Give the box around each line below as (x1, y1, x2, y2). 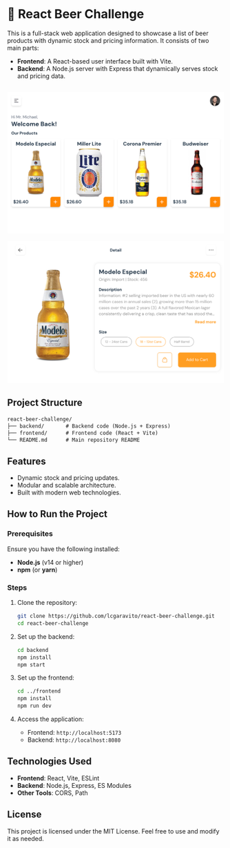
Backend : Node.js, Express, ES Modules (17, 781, 132, 789)
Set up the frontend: (17, 673, 74, 682)
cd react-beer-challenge (17, 619, 89, 627)
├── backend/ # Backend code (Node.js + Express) (7, 423, 171, 430)
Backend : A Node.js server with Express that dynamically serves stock (17, 64, 218, 73)
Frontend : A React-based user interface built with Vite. (17, 57, 174, 65)
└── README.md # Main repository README (7, 436, 140, 444)
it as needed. (7, 834, 45, 842)
